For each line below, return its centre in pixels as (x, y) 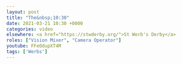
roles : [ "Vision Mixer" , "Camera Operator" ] (64, 40)
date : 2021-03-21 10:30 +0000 (45, 23)
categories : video (30, 29)
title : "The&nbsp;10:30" (38, 18)
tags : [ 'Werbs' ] (27, 52)
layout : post (23, 12)
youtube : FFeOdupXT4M (34, 46)
